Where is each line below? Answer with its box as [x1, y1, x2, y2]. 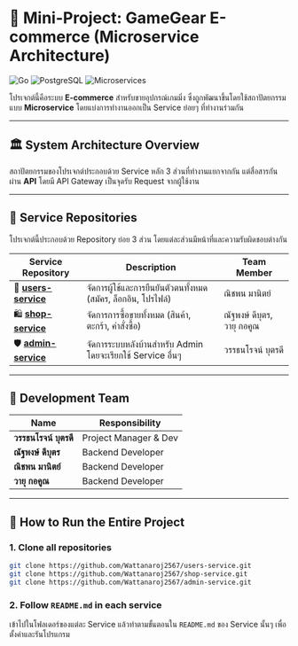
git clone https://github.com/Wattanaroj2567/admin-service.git [9, 578, 252, 587]
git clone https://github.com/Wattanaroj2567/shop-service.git [9, 569, 248, 579]
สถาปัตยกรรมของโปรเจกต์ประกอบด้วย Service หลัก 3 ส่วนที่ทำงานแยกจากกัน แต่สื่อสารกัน [9, 166, 278, 176]
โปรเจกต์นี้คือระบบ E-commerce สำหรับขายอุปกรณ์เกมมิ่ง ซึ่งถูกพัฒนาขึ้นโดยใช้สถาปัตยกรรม [9, 92, 286, 103]
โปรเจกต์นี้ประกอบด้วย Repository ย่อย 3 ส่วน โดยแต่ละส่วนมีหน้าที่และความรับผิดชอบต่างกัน [9, 234, 288, 245]
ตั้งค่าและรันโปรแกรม [9, 628, 71, 639]
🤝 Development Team [9, 390, 130, 406]
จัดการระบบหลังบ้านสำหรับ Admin [86, 339, 204, 351]
